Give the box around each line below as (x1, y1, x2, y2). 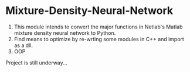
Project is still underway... (5, 59, 68, 66)
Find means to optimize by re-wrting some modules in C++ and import (13, 35, 184, 42)
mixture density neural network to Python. (13, 29, 116, 36)
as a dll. (13, 42, 33, 49)
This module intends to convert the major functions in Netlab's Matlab (13, 23, 183, 30)
